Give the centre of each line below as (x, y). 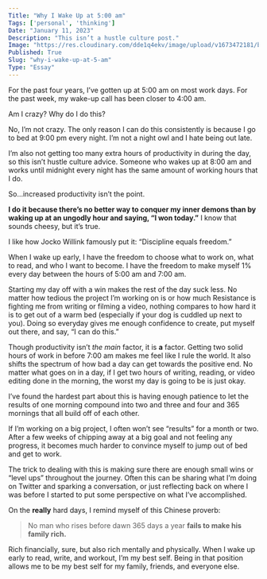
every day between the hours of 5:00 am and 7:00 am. (97, 274)
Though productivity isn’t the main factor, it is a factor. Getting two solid (126, 347)
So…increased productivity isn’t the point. (77, 194)
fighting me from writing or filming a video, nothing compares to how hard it (132, 306)
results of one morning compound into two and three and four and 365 (124, 404)
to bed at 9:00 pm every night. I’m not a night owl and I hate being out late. (130, 138)
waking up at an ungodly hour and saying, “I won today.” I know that (122, 218)
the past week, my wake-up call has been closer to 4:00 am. (107, 98)
